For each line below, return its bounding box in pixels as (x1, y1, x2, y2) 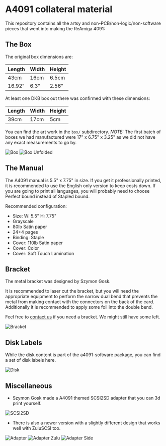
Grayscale (12, 218, 34, 224)
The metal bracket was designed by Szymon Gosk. (5, 278, 111, 285)
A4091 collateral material (5, 4, 113, 15)
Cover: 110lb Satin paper (12, 240, 63, 246)
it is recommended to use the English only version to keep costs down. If (5, 183, 156, 189)
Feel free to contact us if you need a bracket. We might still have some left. (5, 314, 160, 320)
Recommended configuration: (5, 203, 67, 209)
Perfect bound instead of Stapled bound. (5, 193, 90, 199)
